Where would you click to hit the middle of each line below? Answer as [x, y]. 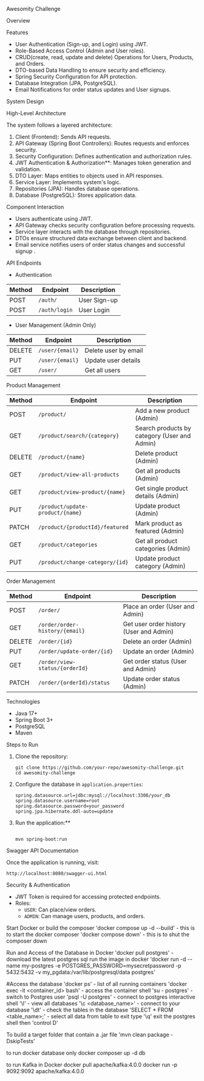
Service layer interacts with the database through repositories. [93, 232]
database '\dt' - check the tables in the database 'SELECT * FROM [90, 1010]
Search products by [163, 428]
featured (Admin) [160, 531]
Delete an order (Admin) [158, 641]
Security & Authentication [38, 885]
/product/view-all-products [79, 475]
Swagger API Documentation [42, 851]
